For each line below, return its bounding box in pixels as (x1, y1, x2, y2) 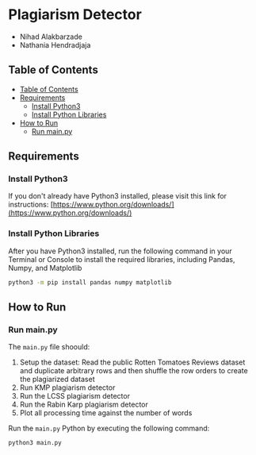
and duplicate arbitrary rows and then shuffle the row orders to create (19, 366, 248, 376)
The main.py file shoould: (8, 342, 90, 352)
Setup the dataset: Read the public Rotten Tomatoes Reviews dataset (19, 357, 246, 367)
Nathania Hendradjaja (19, 40, 91, 49)
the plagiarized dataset (19, 375, 95, 384)
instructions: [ (8, 200, 54, 210)
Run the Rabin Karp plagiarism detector (19, 399, 148, 410)
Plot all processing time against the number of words (19, 408, 193, 418)
